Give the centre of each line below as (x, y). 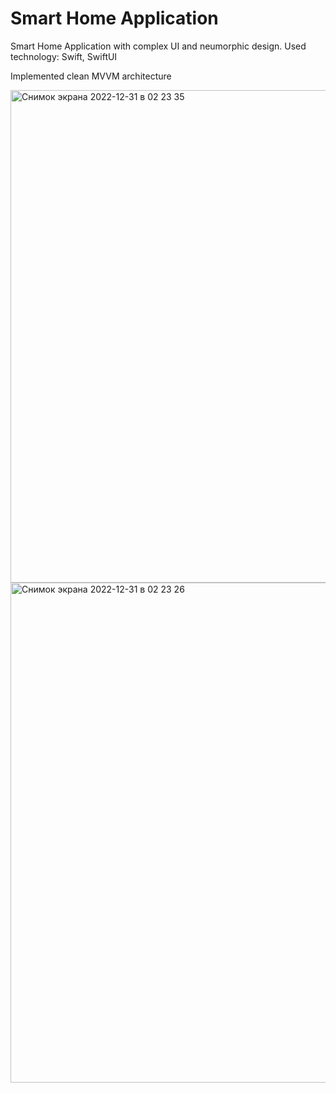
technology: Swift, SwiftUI (64, 56)
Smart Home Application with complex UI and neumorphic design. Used (158, 46)
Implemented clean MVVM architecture (91, 76)
